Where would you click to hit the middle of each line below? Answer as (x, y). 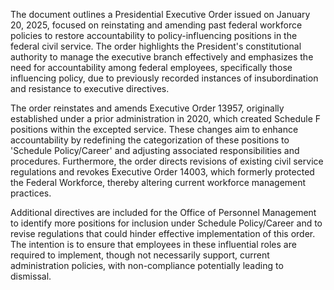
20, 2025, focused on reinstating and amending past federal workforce (156, 25)
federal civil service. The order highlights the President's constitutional (156, 46)
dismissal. (31, 276)
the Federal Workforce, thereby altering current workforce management (158, 182)
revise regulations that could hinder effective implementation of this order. (163, 233)
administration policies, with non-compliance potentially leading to (147, 265)
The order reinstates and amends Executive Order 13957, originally (147, 108)
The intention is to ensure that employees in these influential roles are (153, 244)
